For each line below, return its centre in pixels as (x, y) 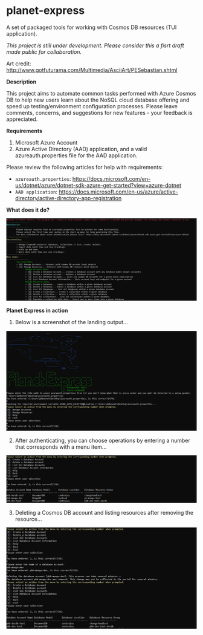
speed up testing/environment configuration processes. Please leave (92, 106)
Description (21, 82)
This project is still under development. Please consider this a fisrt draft (95, 45)
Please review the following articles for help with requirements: (85, 167)
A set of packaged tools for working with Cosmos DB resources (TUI (92, 27)
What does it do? (28, 210)
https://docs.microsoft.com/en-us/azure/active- (118, 192)
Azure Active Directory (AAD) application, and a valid (81, 149)
